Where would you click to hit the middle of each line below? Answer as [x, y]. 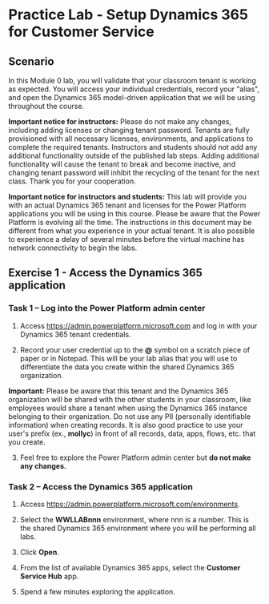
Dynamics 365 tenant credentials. [75, 334]
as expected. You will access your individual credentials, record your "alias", [134, 89]
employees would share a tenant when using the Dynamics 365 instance [128, 408]
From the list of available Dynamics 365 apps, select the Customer [130, 567]
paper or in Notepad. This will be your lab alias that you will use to [128, 358]
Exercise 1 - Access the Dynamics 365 [105, 273]
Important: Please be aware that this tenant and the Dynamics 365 [118, 391]
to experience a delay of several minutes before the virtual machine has [126, 239]
